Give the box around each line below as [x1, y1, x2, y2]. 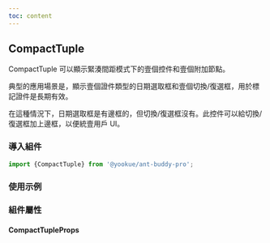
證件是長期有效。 [15, 92, 73, 101]
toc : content [8, 11, 53, 20]
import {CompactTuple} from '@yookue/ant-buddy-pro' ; [8, 160, 195, 168]
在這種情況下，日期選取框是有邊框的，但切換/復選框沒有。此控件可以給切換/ [8, 109, 263, 118]
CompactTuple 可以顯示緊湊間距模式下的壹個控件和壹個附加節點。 [8, 64, 229, 74]
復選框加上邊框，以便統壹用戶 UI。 [8, 119, 125, 129]
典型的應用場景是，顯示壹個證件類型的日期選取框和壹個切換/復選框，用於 [8, 82, 253, 92]
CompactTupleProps [8, 225, 79, 235]
